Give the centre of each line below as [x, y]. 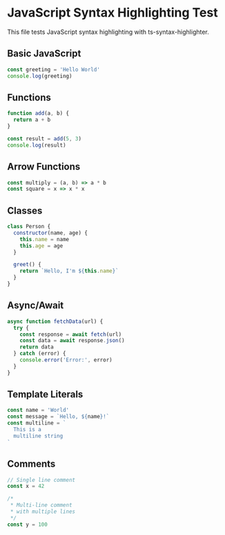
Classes [25, 210]
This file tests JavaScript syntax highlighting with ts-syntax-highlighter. [108, 32]
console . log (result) [37, 145]
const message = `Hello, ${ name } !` [58, 417]
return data [37, 347]
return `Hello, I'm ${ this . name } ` [69, 271]
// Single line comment [41, 480]
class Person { [29, 227]
